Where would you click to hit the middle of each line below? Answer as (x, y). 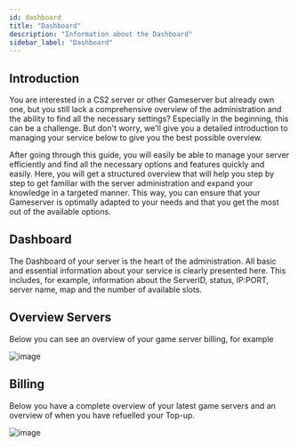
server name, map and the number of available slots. (106, 289)
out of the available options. (60, 212)
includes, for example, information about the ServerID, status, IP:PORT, (139, 280)
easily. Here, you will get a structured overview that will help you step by (142, 174)
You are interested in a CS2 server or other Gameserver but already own (142, 100)
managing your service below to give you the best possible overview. (136, 138)
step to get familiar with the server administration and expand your (131, 183)
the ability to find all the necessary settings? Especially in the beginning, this (149, 119)
